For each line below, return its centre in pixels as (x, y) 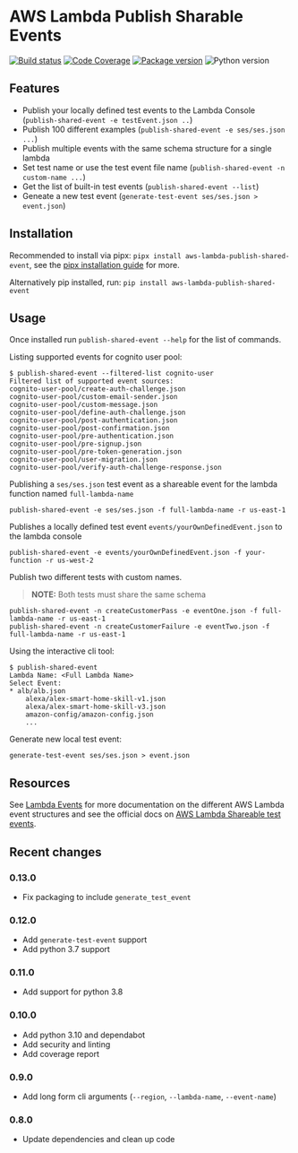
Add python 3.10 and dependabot (84, 1035)
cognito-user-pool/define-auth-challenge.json (98, 413)
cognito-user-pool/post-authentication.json (94, 420)
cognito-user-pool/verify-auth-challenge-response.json (115, 468)
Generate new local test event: (66, 739)
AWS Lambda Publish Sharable (126, 17)
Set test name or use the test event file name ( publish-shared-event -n (153, 167)
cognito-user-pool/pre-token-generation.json (95, 452)
